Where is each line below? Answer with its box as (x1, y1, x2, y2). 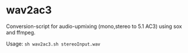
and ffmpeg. (6, 29, 36, 36)
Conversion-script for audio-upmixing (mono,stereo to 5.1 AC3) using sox (6, 23, 182, 30)
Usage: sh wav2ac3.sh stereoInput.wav (6, 40, 100, 47)
